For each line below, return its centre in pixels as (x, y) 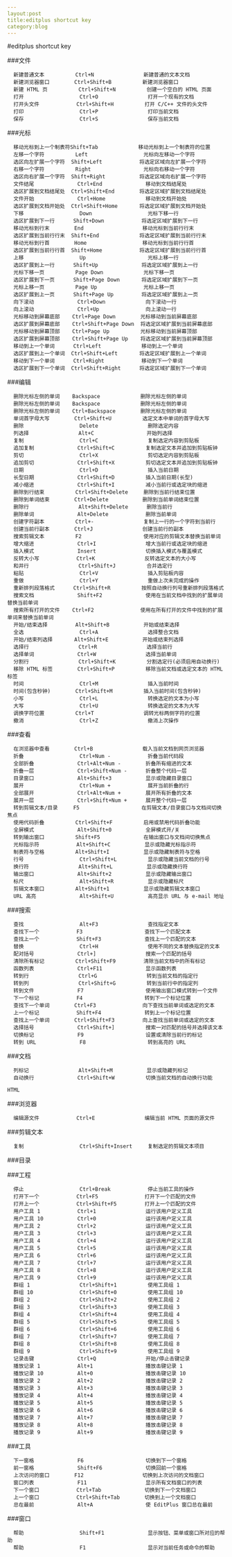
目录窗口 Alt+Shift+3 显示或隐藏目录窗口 (103, 778)
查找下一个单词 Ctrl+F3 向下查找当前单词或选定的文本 (114, 1006)
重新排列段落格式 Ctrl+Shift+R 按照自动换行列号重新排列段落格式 (119, 588)
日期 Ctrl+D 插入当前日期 (96, 470)
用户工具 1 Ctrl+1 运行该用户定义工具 (103, 1212)
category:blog (28, 26)
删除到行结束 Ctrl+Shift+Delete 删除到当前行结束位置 (104, 492)
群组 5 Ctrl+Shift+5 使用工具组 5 (97, 1322)
